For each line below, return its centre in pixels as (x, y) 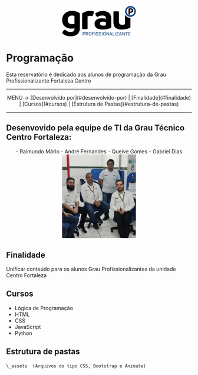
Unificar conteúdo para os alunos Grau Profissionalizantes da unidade (91, 269)
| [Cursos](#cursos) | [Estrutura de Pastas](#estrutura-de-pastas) (99, 104)
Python (23, 333)
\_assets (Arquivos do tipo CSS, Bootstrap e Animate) (76, 366)
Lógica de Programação (44, 308)
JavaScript (28, 327)
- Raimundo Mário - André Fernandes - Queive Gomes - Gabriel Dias (99, 151)
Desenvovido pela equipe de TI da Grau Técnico (95, 128)
